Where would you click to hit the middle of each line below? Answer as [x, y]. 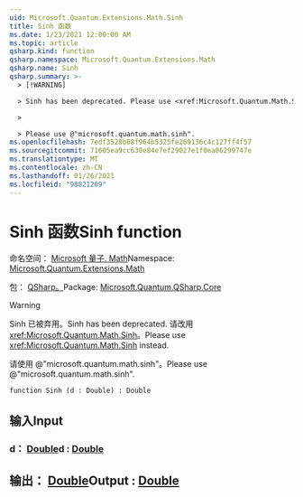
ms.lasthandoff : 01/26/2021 [62, 176]
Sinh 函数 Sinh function [96, 232]
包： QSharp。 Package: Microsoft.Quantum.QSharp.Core [115, 287]
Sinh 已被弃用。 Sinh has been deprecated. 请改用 [101, 324]
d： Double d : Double [57, 448]
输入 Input [36, 421]
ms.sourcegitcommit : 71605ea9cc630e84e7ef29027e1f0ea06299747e [131, 151]
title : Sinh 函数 [41, 26]
